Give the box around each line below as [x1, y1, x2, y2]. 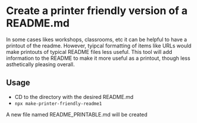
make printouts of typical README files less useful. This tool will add [6, 48, 172, 55]
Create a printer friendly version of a [6, 4, 188, 18]
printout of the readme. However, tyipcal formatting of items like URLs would [6, 42, 192, 49]
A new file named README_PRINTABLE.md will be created [6, 111, 148, 118]
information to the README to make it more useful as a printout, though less [6, 54, 191, 61]
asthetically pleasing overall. [6, 60, 75, 68]
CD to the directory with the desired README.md [14, 93, 134, 100]
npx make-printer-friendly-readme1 [14, 101, 102, 107]
